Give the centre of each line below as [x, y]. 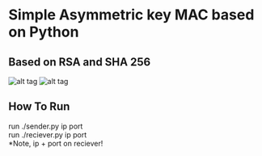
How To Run [39, 107]
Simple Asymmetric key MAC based [131, 15]
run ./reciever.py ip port [48, 134]
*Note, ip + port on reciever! [56, 143]
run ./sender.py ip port [46, 126]
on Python [44, 32]
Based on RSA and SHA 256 [80, 62]
